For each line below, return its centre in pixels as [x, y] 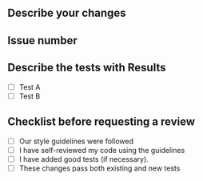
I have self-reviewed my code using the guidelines [102, 150]
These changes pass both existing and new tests [100, 168]
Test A [30, 86]
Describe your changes [67, 13]
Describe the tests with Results [87, 68]
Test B [30, 96]
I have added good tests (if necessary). [84, 159]
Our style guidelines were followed [76, 141]
